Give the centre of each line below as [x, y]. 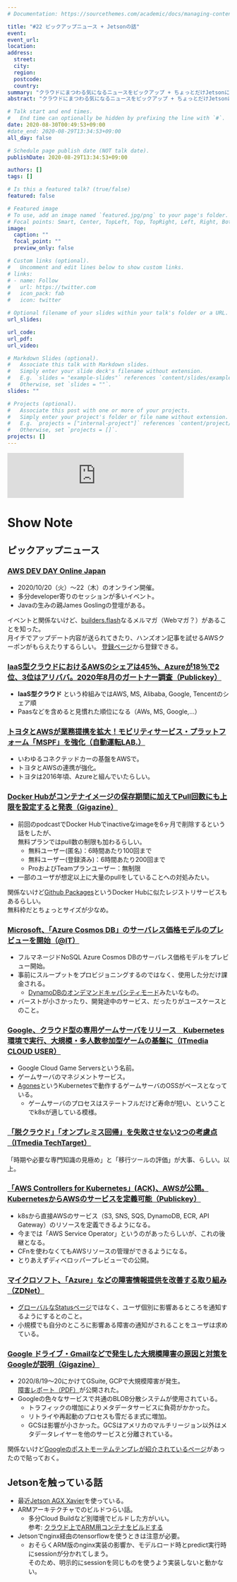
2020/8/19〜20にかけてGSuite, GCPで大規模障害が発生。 [101, 1381]
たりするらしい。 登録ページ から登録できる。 [116, 647]
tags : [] [20, 177]
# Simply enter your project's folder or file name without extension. [118, 417]
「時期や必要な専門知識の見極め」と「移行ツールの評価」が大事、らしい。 [115, 1159]
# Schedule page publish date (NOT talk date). [79, 150]
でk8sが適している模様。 [64, 1112]
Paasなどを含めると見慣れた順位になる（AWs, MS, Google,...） [109, 712]
